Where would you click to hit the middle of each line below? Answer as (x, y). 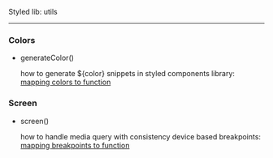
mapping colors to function (65, 82)
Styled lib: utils (33, 12)
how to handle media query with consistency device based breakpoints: (141, 136)
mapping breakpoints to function (75, 145)
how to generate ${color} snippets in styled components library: (128, 74)
